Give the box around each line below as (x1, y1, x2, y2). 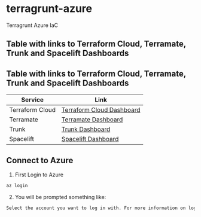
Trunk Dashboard (61, 125, 111, 133)
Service (21, 96, 44, 104)
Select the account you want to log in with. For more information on (6, 205, 186, 211)
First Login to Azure (14, 171, 64, 178)
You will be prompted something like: (14, 193, 106, 200)
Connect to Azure (6, 155, 74, 166)
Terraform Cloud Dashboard (61, 106, 141, 114)
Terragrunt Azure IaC (6, 22, 59, 29)
